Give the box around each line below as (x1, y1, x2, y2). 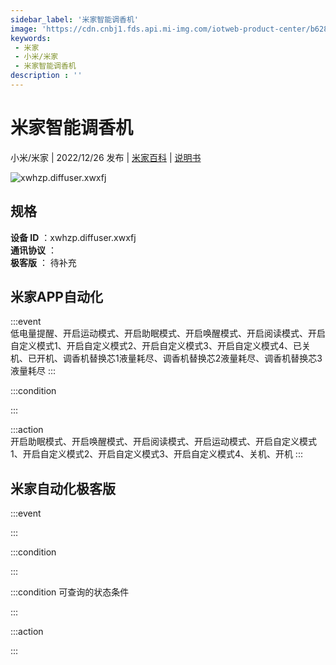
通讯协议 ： (10, 244, 57, 256)
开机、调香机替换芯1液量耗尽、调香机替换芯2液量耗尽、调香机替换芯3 (36, 352, 323, 365)
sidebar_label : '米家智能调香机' (10, 14, 139, 25)
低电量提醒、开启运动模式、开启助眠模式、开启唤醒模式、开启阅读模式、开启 (10, 327, 326, 340)
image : (10, 24, 38, 34)
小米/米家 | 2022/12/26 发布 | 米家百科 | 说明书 (10, 151, 202, 163)
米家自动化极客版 (10, 480, 116, 497)
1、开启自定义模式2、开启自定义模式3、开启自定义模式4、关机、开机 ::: (10, 448, 303, 460)
